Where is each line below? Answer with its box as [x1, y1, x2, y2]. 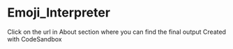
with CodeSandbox [7, 35, 62, 43]
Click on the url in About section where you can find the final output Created [7, 28, 227, 36]
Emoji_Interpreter [7, 5, 110, 21]
